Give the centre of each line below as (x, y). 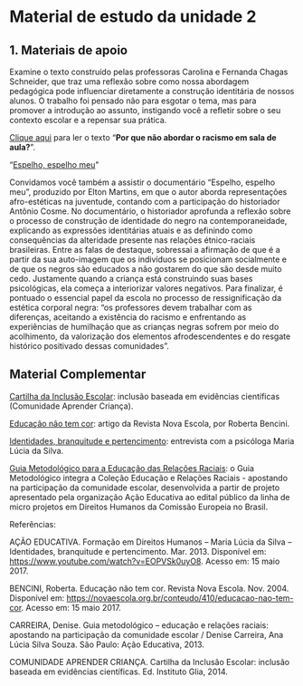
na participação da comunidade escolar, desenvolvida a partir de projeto (145, 488)
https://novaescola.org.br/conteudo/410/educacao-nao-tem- (180, 598)
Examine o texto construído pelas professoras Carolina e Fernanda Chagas (149, 72)
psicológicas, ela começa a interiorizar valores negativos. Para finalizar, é (146, 288)
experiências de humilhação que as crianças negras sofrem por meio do (144, 327)
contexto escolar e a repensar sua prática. (88, 120)
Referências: (33, 524)
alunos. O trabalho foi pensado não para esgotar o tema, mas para (133, 101)
